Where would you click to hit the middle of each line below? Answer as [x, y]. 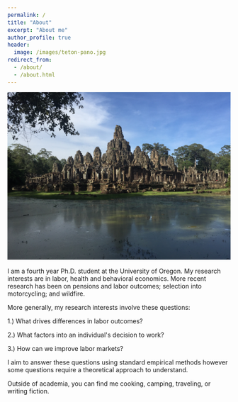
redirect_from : [30, 60]
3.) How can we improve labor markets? [66, 348]
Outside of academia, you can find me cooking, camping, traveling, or [109, 384]
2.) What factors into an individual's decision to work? [86, 335]
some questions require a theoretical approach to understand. [98, 369]
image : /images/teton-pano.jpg [60, 52]
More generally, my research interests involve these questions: [99, 307]
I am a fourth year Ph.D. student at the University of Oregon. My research [114, 271]
